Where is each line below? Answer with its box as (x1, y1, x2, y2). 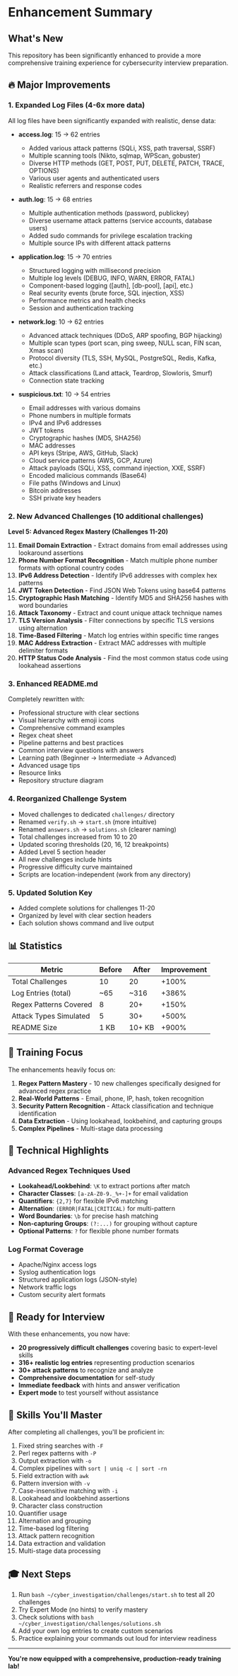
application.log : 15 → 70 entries (18, 252, 112, 261)
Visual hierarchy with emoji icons (18, 716, 115, 725)
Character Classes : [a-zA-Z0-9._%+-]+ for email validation (18, 1189, 189, 1198)
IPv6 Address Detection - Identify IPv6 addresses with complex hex (18, 570, 218, 580)
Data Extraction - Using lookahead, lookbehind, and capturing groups (18, 1116, 222, 1125)
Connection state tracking (28, 376, 105, 385)
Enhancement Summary (8, 4, 153, 20)
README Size (11, 1022, 57, 1032)
